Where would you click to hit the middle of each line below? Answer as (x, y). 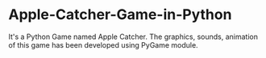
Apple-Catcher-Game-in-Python (120, 15)
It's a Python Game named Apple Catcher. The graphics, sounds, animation (133, 37)
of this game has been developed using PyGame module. (104, 44)
